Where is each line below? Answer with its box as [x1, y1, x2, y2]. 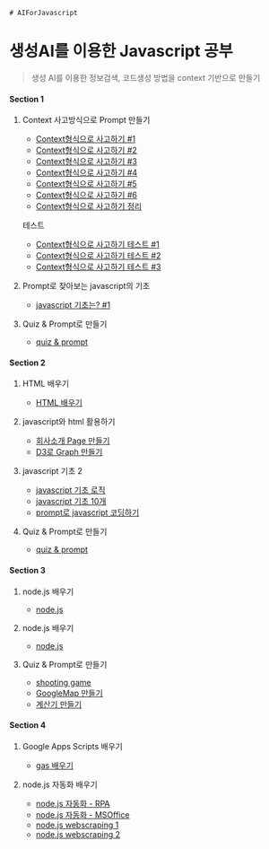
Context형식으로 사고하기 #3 [35, 156, 137, 167]
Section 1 [9, 93, 45, 104]
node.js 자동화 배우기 [22, 779, 99, 790]
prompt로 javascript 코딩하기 [35, 507, 140, 518]
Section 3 [9, 565, 47, 575]
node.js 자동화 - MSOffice [35, 809, 130, 820]
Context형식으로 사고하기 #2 [35, 144, 137, 156]
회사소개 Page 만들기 [35, 435, 110, 446]
